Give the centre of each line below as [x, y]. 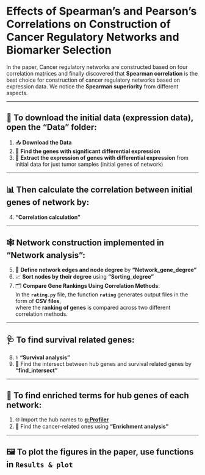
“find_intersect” [36, 371]
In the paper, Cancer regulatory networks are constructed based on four [97, 67]
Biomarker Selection [59, 50]
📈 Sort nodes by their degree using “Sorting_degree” [85, 277]
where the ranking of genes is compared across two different [93, 308]
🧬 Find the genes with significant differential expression [88, 151]
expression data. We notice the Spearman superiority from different [92, 86]
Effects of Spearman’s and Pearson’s [102, 11]
